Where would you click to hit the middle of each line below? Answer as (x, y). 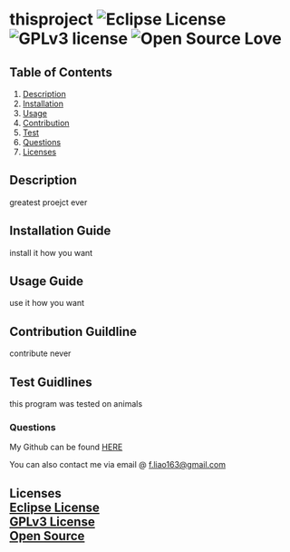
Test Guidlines (51, 382)
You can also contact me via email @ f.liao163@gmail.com (118, 465)
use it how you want (47, 303)
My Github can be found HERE (66, 447)
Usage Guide (47, 281)
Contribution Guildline (73, 331)
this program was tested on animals (76, 404)
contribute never (40, 353)
